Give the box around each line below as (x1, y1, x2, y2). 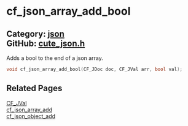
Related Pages (6, 83, 63, 94)
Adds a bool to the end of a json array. (6, 54, 103, 62)
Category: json (6, 29, 65, 39)
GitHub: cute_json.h (6, 38, 85, 48)
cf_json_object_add (6, 112, 56, 120)
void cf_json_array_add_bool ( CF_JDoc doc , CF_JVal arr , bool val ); (6, 66, 183, 72)
